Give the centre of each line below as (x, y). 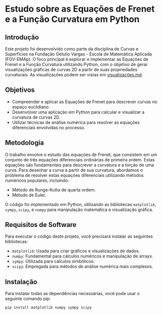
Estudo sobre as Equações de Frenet (80, 9)
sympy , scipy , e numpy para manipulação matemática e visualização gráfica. (79, 210)
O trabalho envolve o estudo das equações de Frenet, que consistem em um (81, 155)
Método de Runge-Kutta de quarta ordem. (54, 190)
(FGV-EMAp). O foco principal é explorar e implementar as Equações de (77, 59)
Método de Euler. (29, 195)
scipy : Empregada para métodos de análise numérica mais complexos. (82, 266)
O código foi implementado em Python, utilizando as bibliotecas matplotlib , (81, 204)
